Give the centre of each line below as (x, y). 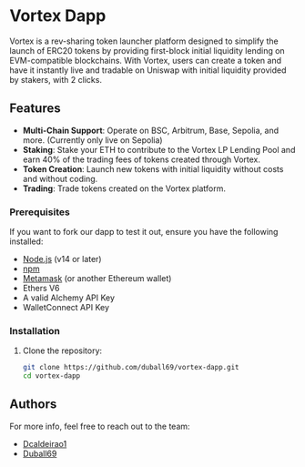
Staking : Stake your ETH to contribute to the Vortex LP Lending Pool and (159, 149)
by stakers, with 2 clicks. (56, 79)
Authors (33, 405)
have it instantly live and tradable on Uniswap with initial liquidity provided (148, 70)
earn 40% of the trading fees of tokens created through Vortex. (142, 159)
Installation (35, 330)
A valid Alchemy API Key (69, 298)
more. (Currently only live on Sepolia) (92, 140)
